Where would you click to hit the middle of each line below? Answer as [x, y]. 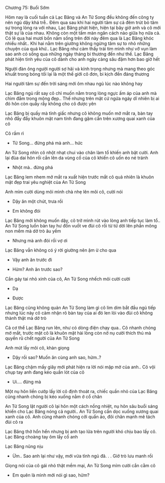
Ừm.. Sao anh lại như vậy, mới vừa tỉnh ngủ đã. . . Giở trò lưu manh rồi [82, 456]
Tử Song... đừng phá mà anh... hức [47, 143]
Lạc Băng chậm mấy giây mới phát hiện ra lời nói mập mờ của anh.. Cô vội [80, 367]
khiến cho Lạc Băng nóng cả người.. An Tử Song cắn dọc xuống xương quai [82, 411]
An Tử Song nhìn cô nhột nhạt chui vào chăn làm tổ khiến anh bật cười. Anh [82, 153]
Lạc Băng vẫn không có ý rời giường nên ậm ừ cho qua [61, 250]
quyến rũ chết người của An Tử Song [42, 338]
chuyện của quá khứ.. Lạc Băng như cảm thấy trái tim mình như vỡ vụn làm [81, 49]
